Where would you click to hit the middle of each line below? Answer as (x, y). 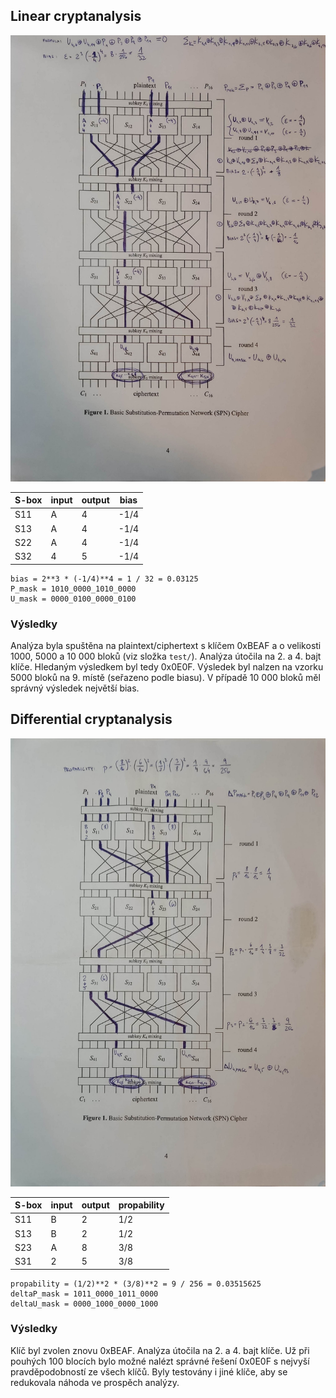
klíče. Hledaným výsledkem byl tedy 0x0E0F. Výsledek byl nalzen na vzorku (167, 666)
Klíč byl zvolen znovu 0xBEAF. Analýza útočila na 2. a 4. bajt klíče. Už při (160, 1350)
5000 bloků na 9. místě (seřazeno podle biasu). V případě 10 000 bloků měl (165, 677)
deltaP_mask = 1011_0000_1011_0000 (84, 1294)
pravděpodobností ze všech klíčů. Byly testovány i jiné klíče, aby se (149, 1371)
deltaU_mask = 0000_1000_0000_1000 (84, 1304)
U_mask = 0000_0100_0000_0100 (73, 599)
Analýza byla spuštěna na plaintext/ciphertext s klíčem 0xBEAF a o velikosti (166, 645)
